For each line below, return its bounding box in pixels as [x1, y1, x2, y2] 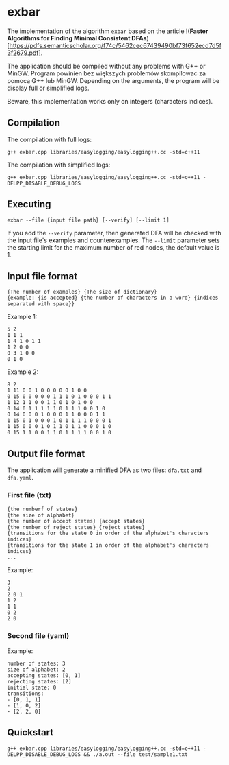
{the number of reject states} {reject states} [7, 524, 146, 531]
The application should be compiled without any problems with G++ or [7, 62, 206, 70]
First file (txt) [7, 491, 51, 500]
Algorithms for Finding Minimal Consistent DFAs [7, 34, 147, 42]
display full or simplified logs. [7, 84, 90, 92]
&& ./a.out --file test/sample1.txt [83, 751, 188, 758]
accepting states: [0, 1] [7, 672, 81, 679]
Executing [7, 198, 51, 210]
